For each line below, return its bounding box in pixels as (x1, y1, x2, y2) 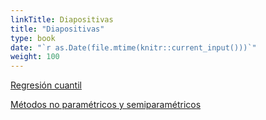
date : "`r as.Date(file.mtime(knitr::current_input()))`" (10, 42, 257, 53)
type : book (10, 33, 56, 43)
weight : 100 (10, 52, 60, 62)
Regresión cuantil (10, 79, 82, 91)
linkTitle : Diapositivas (10, 14, 114, 25)
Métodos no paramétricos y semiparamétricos (10, 99, 202, 111)
